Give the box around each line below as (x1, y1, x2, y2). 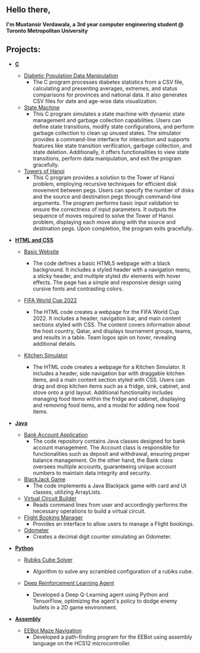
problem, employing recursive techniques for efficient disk (32, 180, 177, 188)
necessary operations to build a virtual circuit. (32, 507, 146, 515)
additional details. (32, 340, 77, 347)
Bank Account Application (23, 431, 88, 438)
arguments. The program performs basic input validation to (32, 199, 179, 206)
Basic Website (23, 248, 59, 255)
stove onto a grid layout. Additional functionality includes (32, 389, 174, 396)
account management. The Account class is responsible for (32, 443, 180, 451)
